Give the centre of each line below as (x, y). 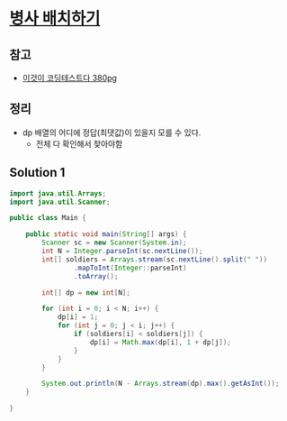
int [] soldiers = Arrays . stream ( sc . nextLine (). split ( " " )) (155, 259)
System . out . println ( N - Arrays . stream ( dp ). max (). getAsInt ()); (161, 384)
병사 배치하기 (55, 18)
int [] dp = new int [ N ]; (86, 293)
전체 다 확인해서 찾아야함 (79, 143)
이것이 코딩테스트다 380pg (69, 78)
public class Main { (48, 218)
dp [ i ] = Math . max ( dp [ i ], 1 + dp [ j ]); (160, 342)
